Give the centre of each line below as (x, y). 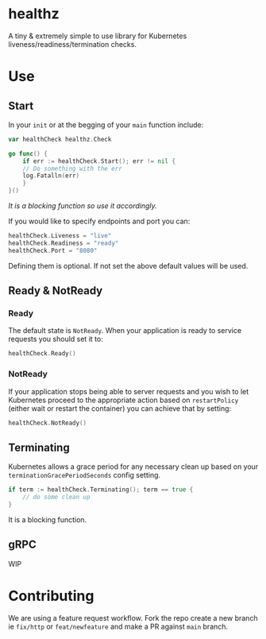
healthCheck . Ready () (42, 354)
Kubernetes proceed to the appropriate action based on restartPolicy (123, 400)
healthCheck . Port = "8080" (53, 250)
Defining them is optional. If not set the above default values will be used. (128, 265)
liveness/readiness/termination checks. (73, 44)
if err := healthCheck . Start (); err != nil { (99, 161)
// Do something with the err (73, 168)
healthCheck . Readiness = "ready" (64, 243)
